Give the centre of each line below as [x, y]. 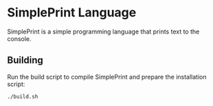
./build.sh [23, 96]
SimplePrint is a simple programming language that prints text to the [103, 31]
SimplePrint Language [72, 13]
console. [20, 38]
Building [25, 61]
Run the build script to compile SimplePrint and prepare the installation [107, 77]
